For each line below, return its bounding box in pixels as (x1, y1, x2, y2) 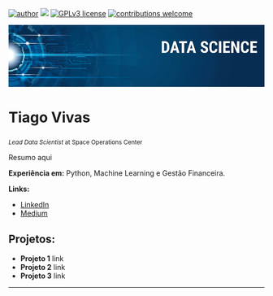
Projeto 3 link (19, 271, 66, 281)
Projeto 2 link (19, 263, 66, 272)
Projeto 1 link (19, 254, 64, 263)
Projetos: (8, 232, 55, 246)
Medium (19, 208, 49, 219)
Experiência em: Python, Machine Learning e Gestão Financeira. (8, 168, 226, 178)
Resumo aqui (8, 153, 53, 163)
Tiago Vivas (8, 108, 91, 126)
